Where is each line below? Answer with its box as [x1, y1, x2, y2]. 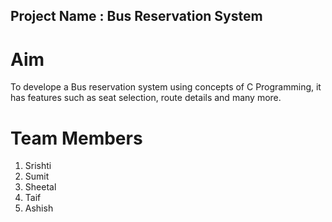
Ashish [24, 202, 54, 214]
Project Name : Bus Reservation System [10, 8, 263, 25]
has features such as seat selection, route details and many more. [10, 92, 282, 104]
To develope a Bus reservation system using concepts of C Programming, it [10, 81, 322, 93]
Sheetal [24, 181, 57, 193]
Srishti [24, 160, 52, 172]
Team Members [10, 127, 143, 149]
